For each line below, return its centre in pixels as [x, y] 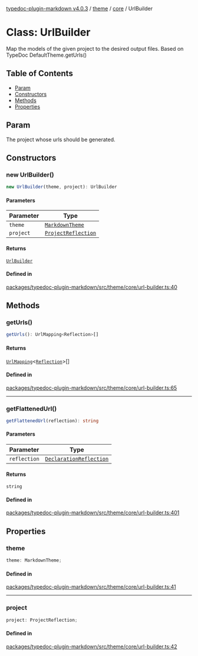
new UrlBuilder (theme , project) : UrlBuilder [62, 187]
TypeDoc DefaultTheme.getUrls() [47, 55]
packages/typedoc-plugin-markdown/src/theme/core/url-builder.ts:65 [92, 388]
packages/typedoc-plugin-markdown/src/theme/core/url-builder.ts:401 [93, 513]
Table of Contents [40, 74]
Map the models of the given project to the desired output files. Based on [95, 48]
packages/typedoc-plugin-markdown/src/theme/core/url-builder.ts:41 [91, 587]
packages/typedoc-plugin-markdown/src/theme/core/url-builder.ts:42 [92, 647]
